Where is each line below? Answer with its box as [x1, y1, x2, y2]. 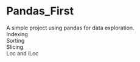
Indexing [6, 30, 29, 37]
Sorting [6, 37, 25, 44]
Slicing [6, 43, 24, 51]
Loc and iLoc [6, 49, 39, 57]
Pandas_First [6, 4, 74, 18]
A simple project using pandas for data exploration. [6, 24, 135, 31]
